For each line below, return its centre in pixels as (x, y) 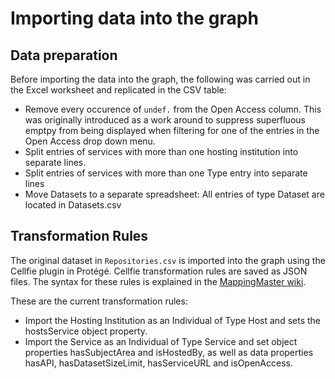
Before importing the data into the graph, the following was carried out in (160, 79)
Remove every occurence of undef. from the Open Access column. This (173, 109)
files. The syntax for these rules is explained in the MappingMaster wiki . (158, 281)
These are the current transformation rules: (99, 301)
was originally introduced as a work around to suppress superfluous (165, 120)
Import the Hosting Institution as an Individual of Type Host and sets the (172, 320)
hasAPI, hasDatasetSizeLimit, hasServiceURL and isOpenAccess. (158, 363)
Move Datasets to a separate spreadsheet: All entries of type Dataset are (174, 194)
